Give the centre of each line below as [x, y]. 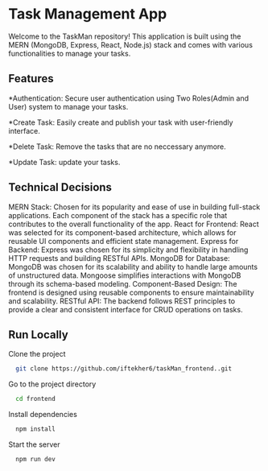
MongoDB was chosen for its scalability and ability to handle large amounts [133, 266]
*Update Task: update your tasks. [64, 162]
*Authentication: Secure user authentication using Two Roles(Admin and [129, 98]
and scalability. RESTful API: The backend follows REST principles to [122, 301]
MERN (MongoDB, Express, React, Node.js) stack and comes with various [131, 44]
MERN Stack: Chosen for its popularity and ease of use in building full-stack [134, 207]
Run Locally [38, 335]
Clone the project [37, 354]
